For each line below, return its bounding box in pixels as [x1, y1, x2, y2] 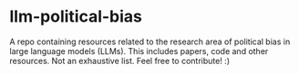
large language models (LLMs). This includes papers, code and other [9, 45, 269, 56]
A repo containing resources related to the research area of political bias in [9, 36, 291, 47]
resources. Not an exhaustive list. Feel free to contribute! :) [9, 55, 231, 66]
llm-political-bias [9, 6, 143, 27]
